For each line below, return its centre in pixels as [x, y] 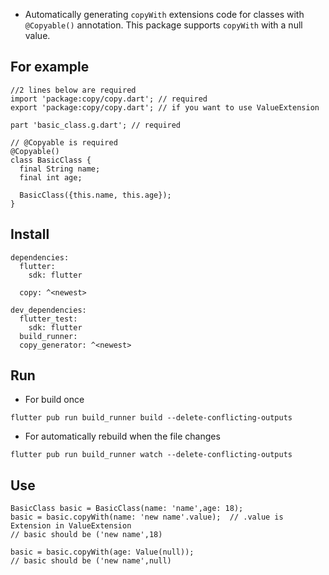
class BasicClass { [51, 160]
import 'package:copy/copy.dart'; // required [109, 99]
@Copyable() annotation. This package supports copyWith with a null [163, 25]
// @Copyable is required [64, 142]
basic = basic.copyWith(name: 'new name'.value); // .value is [147, 517]
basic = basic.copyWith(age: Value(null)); [102, 552]
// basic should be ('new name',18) [86, 535]
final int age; [51, 177]
